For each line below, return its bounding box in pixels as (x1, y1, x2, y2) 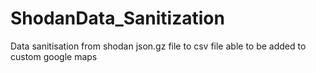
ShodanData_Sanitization (10, 7, 225, 30)
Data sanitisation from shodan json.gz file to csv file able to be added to (10, 40, 307, 52)
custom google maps (10, 50, 98, 62)
